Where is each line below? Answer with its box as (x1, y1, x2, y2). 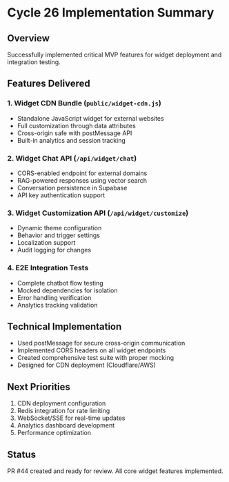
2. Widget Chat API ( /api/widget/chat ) (7, 153, 137, 163)
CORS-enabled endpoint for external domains (17, 169, 148, 177)
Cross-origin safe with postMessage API (17, 129, 132, 137)
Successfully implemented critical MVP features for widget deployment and (7, 50, 222, 59)
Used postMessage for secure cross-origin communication (17, 339, 186, 348)
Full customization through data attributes (17, 121, 136, 130)
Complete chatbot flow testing (17, 279, 103, 287)
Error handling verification (17, 293, 92, 301)
